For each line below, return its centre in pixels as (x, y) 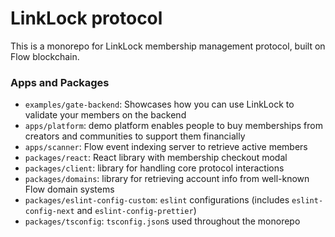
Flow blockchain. (45, 56)
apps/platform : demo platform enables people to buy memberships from (173, 126)
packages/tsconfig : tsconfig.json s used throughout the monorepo (162, 221)
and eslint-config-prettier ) (136, 211)
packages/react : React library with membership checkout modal (156, 158)
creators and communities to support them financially (135, 136)
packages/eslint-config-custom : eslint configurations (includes (157, 200)
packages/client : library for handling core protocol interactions (154, 168)
